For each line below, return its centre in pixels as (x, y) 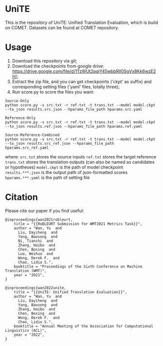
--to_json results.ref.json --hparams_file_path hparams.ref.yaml (74, 126)
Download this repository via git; (45, 61)
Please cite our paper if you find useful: (45, 211)
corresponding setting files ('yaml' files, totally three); (66, 87)
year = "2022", (29, 335)
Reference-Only (20, 118)
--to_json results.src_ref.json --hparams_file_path (60, 143)
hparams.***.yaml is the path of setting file (47, 177)
